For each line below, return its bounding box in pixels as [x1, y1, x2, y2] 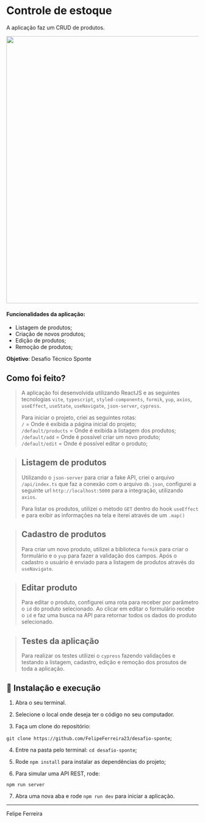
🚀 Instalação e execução [6, 683, 101, 693]
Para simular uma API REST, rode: [15, 770, 101, 777]
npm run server [6, 782, 45, 788]
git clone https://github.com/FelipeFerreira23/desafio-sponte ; [6, 734, 172, 742]
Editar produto [21, 582, 77, 593]
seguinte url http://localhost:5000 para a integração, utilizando [21, 487, 184, 494]
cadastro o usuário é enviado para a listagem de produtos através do [21, 558, 195, 565]
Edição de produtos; [15, 337, 67, 344]
